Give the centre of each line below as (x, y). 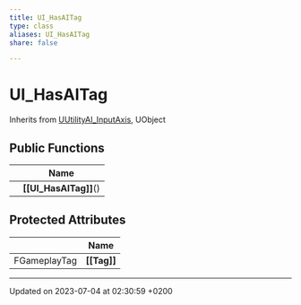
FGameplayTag (46, 260)
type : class (31, 26)
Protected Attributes (68, 220)
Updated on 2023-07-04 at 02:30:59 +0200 (91, 291)
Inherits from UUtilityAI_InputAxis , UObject (87, 120)
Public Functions (57, 148)
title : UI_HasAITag (46, 17)
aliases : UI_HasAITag (50, 34)
